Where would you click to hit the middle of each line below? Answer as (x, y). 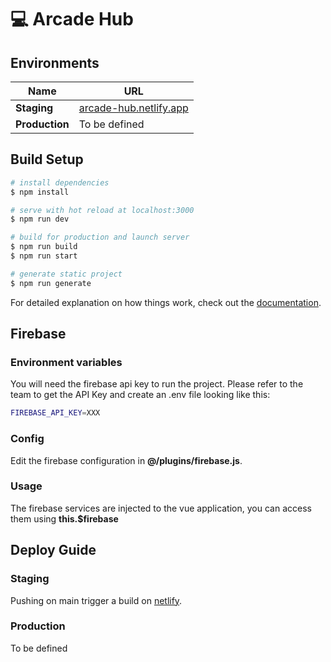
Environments (55, 62)
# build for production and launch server (100, 237)
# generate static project (66, 274)
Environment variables (66, 362)
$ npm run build (44, 247)
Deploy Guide (53, 550)
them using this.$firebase (64, 518)
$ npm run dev (40, 219)
